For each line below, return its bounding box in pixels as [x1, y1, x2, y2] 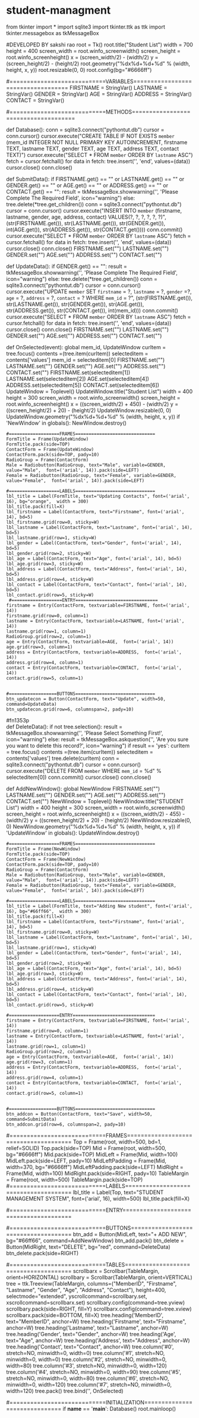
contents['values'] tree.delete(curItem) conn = [6, 754, 120, 762]
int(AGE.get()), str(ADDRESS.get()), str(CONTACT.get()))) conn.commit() [6, 226, 183, 233]
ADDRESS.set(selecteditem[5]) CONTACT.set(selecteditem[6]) [6, 381, 159, 389]
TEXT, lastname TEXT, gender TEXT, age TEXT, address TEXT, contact [6, 145, 179, 152]
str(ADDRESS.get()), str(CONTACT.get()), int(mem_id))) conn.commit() [6, 307, 178, 314]
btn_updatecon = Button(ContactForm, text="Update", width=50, [6, 696, 166, 702]
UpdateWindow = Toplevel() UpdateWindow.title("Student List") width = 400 [6, 387, 193, 395]
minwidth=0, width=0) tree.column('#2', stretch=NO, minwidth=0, [6, 1356, 167, 1363]
